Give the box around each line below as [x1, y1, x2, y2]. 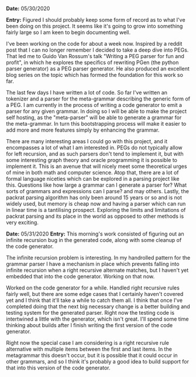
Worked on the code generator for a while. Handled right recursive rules [6, 284, 180, 291]
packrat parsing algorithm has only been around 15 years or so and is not [6, 194, 183, 201]
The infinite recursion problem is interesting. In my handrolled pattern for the [6, 254, 191, 261]
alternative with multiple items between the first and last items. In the [6, 346, 173, 352]
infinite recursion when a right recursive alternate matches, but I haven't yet [6, 267, 189, 274]
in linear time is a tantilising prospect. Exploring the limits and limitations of [6, 207, 186, 213]
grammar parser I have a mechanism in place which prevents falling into [6, 261, 180, 267]
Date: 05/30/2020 [6, 5, 50, 12]
